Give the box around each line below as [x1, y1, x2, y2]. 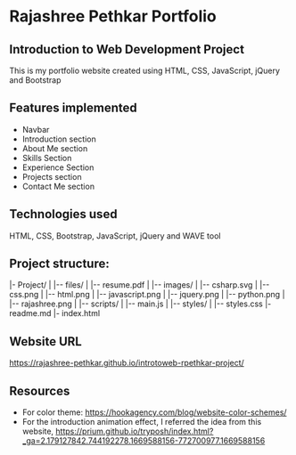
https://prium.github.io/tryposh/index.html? [55, 426, 214, 437]
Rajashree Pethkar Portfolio [9, 6, 217, 27]
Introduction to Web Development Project [9, 42, 245, 57]
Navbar [21, 124, 50, 134]
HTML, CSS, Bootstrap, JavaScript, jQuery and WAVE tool [9, 230, 221, 241]
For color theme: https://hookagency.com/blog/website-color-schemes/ [21, 407, 287, 418]
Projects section [21, 171, 82, 182]
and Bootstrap [9, 75, 62, 85]
